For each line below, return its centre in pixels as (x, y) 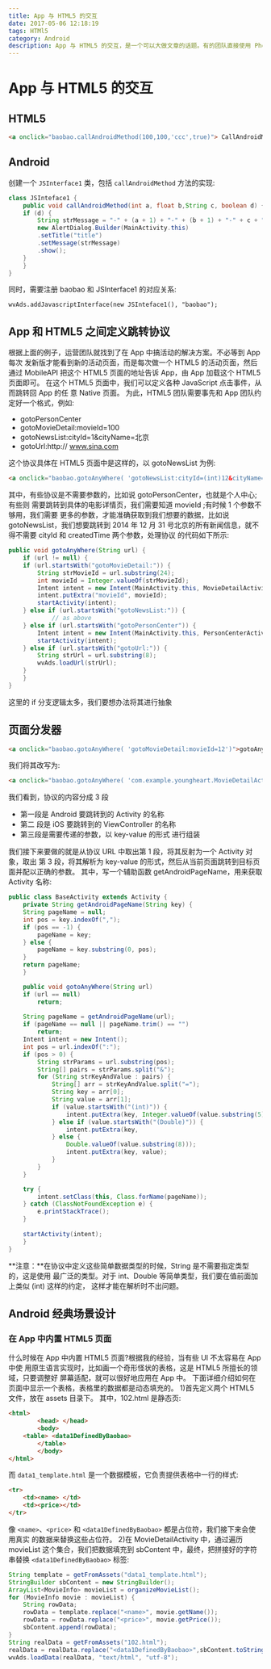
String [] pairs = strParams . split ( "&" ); (106, 1069)
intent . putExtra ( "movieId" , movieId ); (102, 595)
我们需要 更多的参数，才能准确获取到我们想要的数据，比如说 (129, 515)
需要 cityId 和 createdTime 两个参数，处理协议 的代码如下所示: (126, 535)
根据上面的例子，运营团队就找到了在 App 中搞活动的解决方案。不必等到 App (134, 353)
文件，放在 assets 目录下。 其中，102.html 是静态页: (95, 1399)
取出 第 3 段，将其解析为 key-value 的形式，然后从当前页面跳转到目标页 (141, 862)
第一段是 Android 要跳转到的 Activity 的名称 (92, 814)
